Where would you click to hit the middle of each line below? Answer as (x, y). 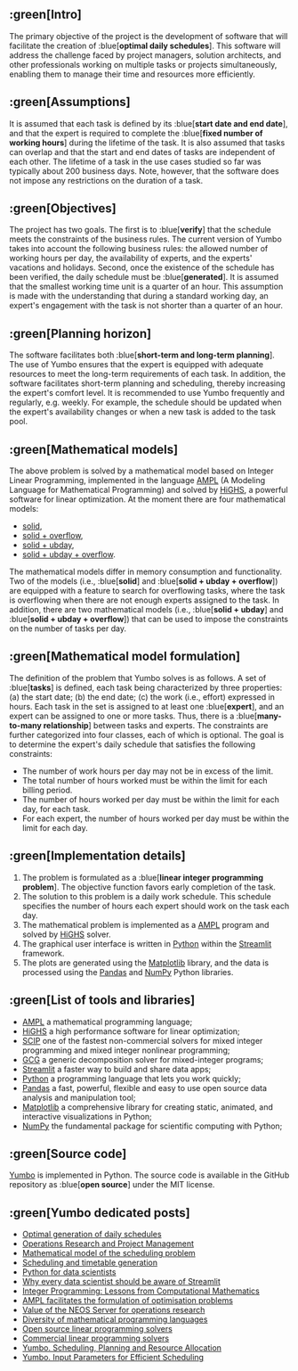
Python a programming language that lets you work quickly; (132, 1079)
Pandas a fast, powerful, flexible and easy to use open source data (145, 1088)
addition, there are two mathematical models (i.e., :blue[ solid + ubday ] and (146, 610)
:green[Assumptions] (70, 102)
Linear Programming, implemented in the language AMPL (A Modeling (137, 480)
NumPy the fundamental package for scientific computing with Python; (152, 1126)
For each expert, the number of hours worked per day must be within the (156, 818)
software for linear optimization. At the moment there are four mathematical (148, 499)
